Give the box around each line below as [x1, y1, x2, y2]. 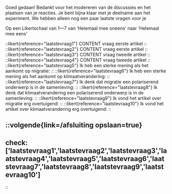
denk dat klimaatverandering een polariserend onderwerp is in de [5, 90, 144, 95]
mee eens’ [5, 31, 28, 36]
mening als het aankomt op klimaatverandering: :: [5, 73, 110, 79]
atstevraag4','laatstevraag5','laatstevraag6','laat [5, 154, 165, 163]
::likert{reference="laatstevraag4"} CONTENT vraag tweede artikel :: [5, 57, 150, 63]
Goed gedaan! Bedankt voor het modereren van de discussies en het [5, 5, 151, 10]
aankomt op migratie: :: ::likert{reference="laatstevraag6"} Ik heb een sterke [5, 68, 166, 74]
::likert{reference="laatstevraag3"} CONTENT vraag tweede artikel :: [5, 51, 150, 57]
